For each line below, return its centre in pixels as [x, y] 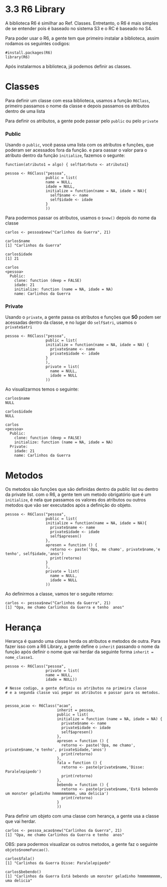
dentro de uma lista [25, 111]
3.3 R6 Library [35, 9]
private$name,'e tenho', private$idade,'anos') [56, 750]
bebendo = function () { [83, 785]
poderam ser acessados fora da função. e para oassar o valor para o [76, 150]
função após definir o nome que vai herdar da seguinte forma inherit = [79, 652]
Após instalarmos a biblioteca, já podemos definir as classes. [68, 66]
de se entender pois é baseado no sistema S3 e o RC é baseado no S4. [79, 28]
